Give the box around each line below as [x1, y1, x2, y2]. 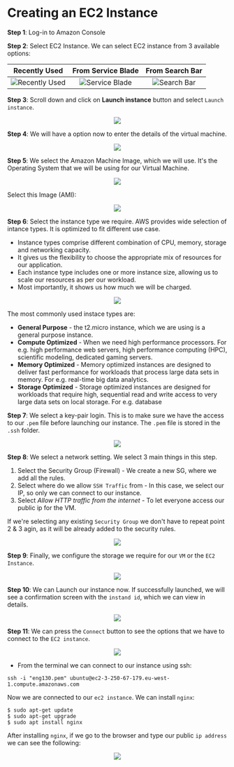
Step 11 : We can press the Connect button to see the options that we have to [7, 627, 225, 635]
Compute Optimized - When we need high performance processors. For [17, 338, 227, 346]
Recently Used [13, 65, 64, 75]
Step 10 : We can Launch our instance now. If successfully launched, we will [7, 585, 225, 593]
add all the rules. [17, 474, 66, 482]
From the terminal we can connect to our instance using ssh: [17, 661, 192, 670]
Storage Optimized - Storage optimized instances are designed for [17, 382, 211, 391]
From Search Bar [145, 65, 203, 75]
